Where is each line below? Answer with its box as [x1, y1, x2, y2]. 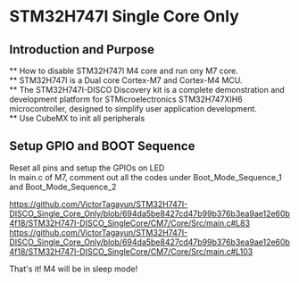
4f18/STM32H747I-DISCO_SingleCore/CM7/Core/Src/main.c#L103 [9, 246, 253, 256]
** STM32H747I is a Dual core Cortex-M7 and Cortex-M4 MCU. [9, 75, 243, 86]
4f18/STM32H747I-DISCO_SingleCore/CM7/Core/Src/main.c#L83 [9, 217, 251, 229]
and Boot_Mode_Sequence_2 [9, 181, 117, 192]
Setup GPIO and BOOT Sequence [9, 138, 195, 154]
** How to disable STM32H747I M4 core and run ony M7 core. [9, 65, 238, 76]
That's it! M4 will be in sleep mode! [9, 263, 138, 274]
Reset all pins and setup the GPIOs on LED [9, 162, 165, 173]
